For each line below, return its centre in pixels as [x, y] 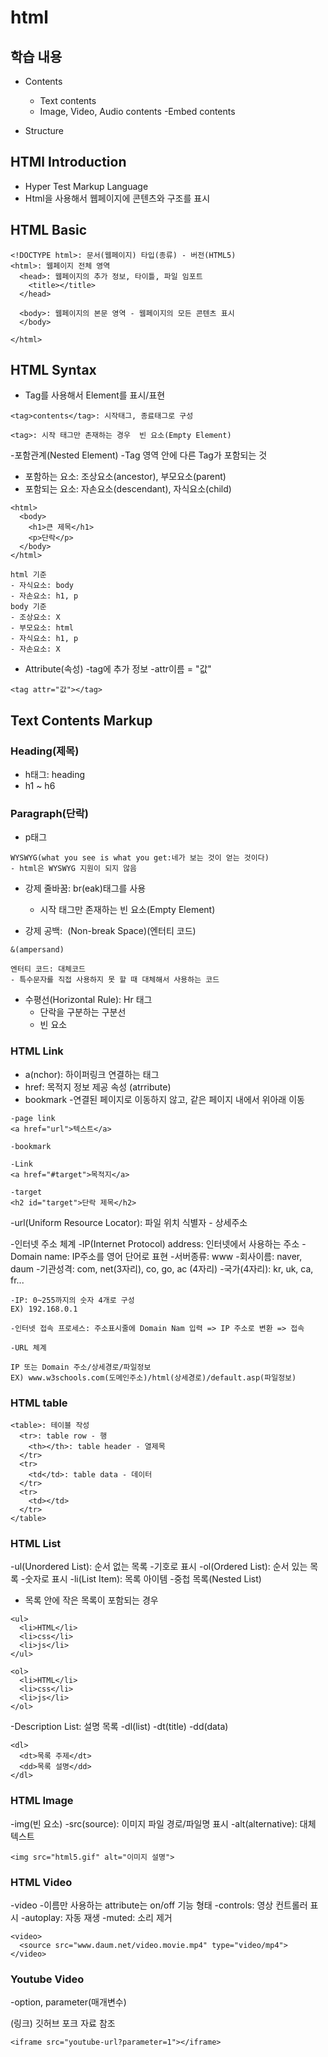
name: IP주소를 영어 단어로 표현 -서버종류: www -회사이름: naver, [173, 1256]
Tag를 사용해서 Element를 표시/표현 [95, 395]
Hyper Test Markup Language [86, 186]
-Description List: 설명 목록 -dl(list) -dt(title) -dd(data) [119, 1727]
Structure [44, 130]
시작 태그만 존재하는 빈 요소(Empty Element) [127, 910]
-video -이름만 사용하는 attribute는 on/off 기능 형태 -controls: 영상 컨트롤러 [159, 1905]
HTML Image [42, 1801]
